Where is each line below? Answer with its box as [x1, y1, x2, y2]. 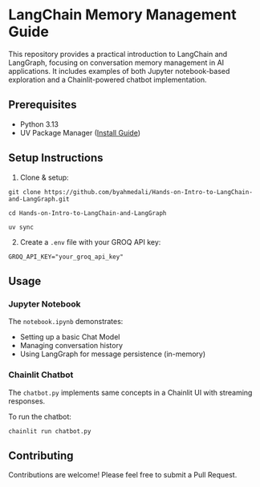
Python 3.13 [19, 119, 59, 129]
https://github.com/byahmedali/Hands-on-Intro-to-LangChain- [43, 188, 253, 196]
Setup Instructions [8, 151, 104, 165]
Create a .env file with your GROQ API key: [19, 237, 161, 246]
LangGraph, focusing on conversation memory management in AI [8, 58, 225, 67]
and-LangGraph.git [8, 195, 70, 203]
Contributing [8, 448, 74, 462]
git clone [8, 188, 42, 196]
